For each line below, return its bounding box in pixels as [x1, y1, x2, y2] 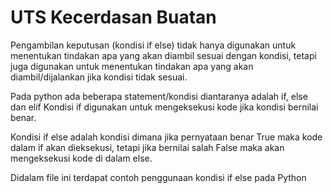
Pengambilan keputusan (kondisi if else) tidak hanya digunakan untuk [10, 39, 297, 51]
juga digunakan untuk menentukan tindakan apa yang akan [10, 60, 254, 72]
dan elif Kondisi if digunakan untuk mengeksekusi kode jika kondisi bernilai [10, 101, 319, 113]
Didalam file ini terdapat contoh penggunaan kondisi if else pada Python [10, 171, 307, 183]
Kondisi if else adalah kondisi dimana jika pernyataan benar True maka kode [10, 131, 323, 143]
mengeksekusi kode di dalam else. [10, 152, 153, 164]
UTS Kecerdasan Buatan [10, 6, 217, 29]
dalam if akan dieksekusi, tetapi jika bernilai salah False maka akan [10, 141, 285, 153]
